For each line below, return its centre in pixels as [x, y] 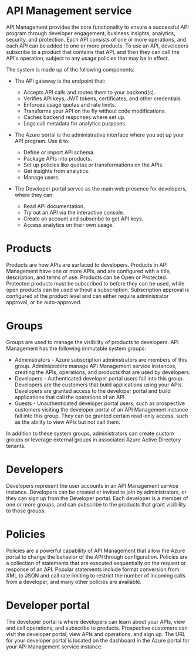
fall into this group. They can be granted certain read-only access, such [101, 416]
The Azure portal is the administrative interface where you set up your [99, 135]
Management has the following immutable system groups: [76, 348]
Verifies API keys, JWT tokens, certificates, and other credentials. [103, 98]
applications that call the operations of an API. [70, 397]
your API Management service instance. [54, 647]
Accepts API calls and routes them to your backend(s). [89, 92]
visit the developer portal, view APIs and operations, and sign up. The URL [96, 634]
